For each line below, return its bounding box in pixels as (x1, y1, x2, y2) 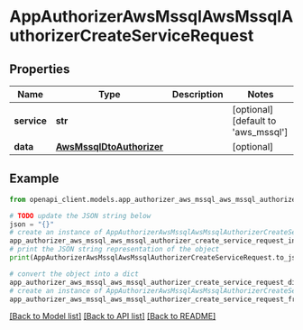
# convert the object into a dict (9, 269, 140, 279)
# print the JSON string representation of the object (9, 245, 220, 254)
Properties (9, 61, 70, 77)
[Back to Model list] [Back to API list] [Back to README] (9, 311, 216, 322)
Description (171, 88, 224, 100)
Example (9, 171, 60, 187)
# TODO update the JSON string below (9, 211, 151, 220)
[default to (232, 115, 277, 127)
